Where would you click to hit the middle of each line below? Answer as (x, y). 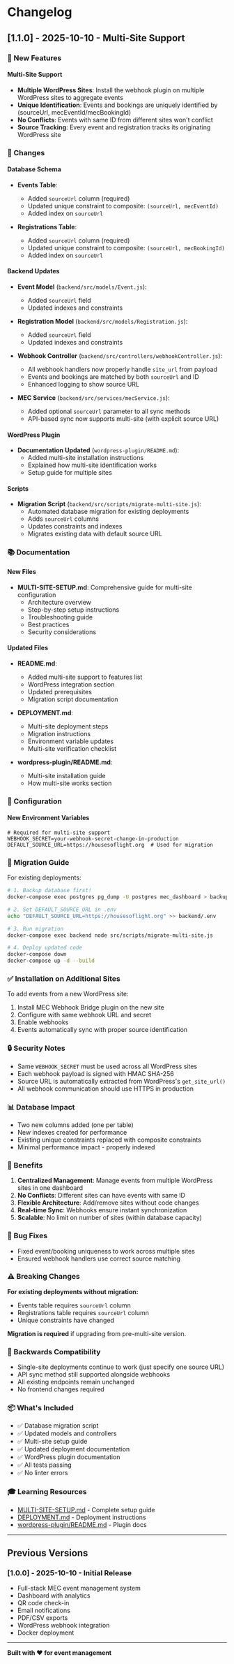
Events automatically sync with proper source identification (102, 1030)
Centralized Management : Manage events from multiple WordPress (115, 1181)
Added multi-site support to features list (85, 677)
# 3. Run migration (36, 928)
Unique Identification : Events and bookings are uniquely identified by (117, 105)
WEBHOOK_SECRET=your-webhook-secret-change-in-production (93, 839)
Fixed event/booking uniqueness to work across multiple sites (106, 1251)
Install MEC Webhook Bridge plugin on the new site (91, 1007)
